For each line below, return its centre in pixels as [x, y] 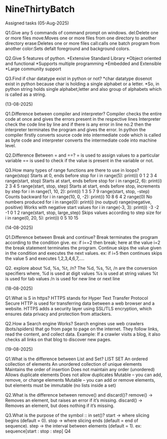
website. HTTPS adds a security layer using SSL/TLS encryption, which [79, 308]
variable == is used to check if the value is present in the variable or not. [80, 160]
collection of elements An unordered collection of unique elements [74, 364]
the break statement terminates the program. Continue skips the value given [83, 247]
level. [11, 145]
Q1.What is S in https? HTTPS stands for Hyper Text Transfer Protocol [77, 298]
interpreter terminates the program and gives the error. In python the [76, 129]
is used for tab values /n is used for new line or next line [63, 278]
